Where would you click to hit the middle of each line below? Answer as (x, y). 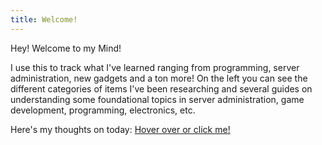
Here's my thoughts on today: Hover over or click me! (120, 129)
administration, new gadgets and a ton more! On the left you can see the (159, 78)
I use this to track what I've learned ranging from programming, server (155, 67)
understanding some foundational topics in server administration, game (157, 99)
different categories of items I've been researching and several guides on (161, 88)
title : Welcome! (44, 19)
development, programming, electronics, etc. (103, 110)
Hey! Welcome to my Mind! (66, 48)
